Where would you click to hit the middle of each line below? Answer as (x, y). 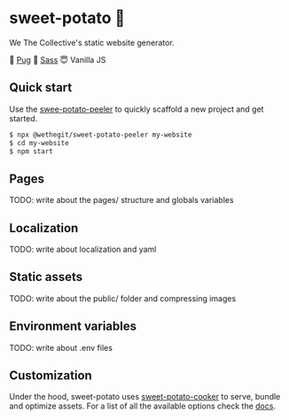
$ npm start (31, 151)
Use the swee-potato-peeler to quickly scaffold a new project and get (137, 109)
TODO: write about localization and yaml (83, 249)
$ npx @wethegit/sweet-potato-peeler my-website (101, 135)
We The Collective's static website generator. (92, 43)
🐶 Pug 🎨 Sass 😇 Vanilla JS (58, 59)
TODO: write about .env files (61, 347)
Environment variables (73, 327)
